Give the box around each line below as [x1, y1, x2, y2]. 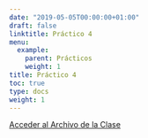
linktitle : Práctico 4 [9, 29, 92, 38]
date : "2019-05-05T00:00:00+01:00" [9, 12, 140, 22]
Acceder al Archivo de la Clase [9, 119, 122, 130]
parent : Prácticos [25, 54, 92, 63]
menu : [9, 37, 29, 47]
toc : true [9, 79, 46, 88]
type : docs [9, 87, 49, 96]
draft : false [9, 21, 57, 30]
